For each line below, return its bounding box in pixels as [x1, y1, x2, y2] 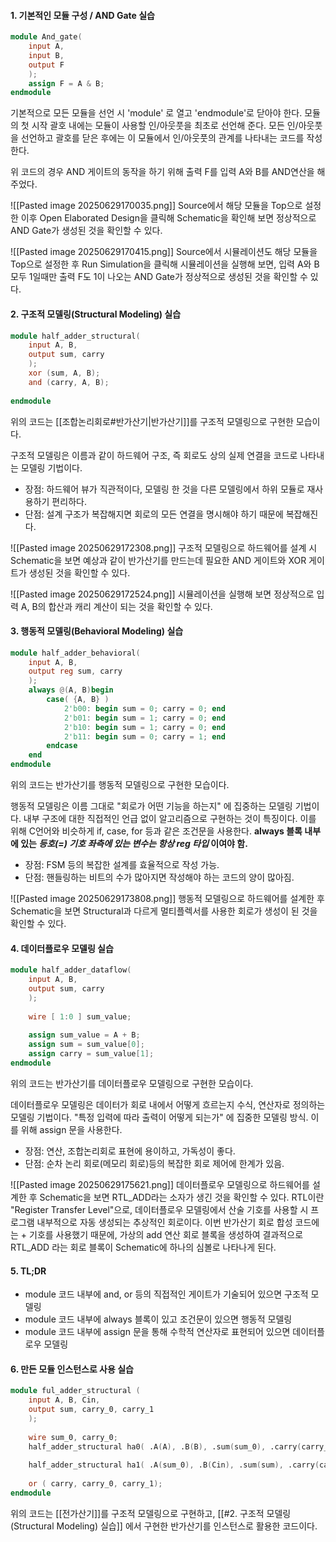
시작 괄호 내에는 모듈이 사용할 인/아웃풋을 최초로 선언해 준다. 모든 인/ [31, 120, 299, 132]
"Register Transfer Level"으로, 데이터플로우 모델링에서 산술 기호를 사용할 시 [10, 1203, 309, 1215]
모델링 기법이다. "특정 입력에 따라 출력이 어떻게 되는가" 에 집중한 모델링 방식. [10, 1111, 309, 1123]
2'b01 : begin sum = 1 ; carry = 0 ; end [63, 713, 226, 723]
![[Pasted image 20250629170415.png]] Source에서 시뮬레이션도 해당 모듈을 [10, 246, 318, 258]
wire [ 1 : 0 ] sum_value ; [28, 1011, 132, 1022]
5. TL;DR [10, 1265, 47, 1277]
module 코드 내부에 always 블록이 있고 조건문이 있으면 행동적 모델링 [24, 1313, 293, 1325]
